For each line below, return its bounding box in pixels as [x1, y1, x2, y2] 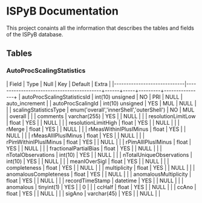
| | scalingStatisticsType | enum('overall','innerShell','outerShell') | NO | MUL [6, 106, 195, 113]
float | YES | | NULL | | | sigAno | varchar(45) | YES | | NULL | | [6, 190, 161, 197]
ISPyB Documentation [6, 4, 119, 18]
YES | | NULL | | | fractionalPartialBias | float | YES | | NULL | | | [6, 144, 162, 152]
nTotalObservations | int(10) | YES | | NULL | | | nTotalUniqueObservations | [6, 151, 192, 158]
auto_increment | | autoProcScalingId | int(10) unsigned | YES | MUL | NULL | [6, 99, 197, 107]
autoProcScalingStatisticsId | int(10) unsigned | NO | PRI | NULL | [22, 93, 183, 101]
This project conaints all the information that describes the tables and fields [6, 24, 195, 32]
